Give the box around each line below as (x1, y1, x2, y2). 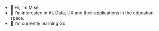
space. (10, 15, 24, 21)
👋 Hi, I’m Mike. (10, 5, 40, 10)
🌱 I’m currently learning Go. (10, 20, 67, 26)
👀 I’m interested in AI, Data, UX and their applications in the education (10, 10, 154, 16)
